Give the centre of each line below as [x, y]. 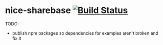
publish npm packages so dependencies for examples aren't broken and [85, 33]
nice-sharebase [38, 10]
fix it [16, 38]
